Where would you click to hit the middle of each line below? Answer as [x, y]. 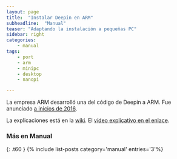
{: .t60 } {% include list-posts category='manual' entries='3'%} [85, 149]
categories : [21, 40]
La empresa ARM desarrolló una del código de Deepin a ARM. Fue [89, 102]
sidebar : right [25, 35]
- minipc [28, 68]
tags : [13, 52]
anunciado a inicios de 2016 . [42, 109]
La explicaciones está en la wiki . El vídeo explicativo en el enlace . [88, 120]
